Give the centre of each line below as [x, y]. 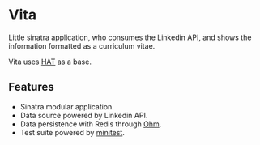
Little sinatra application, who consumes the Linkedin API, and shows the [130, 37]
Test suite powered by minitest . [72, 132]
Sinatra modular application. [67, 106]
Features [31, 87]
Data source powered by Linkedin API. [84, 115]
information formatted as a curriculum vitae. [82, 45]
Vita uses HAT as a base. [50, 62]
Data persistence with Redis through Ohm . [91, 124]
